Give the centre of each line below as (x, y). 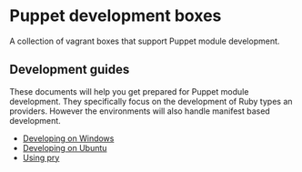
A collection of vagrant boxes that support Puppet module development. (145, 41)
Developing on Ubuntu (65, 147)
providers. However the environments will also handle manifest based (140, 111)
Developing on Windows (68, 138)
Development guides (70, 70)
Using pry (41, 157)
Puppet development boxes (116, 16)
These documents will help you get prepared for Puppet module (129, 91)
